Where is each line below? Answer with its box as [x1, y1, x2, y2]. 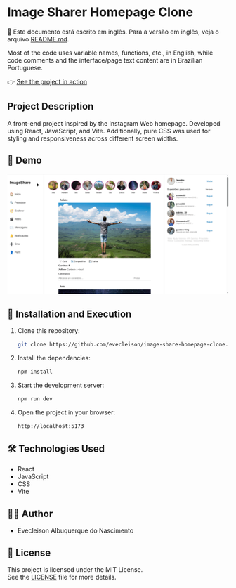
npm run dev [17, 395, 53, 403]
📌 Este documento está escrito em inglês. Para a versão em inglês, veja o [7, 27, 219, 36]
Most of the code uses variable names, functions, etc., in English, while [7, 48, 214, 57]
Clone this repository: [17, 327, 80, 335]
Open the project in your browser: [17, 408, 116, 417]
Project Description [7, 100, 94, 112]
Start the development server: [17, 381, 105, 389]
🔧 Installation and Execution [7, 308, 132, 320]
